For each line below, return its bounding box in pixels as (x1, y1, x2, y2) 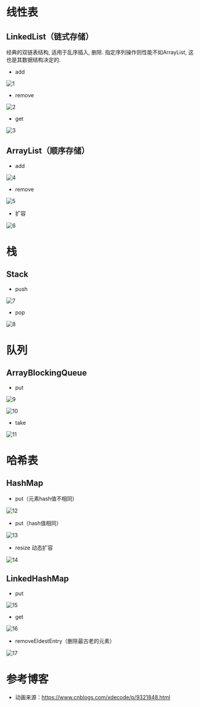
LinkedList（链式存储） (6, 31, 94, 42)
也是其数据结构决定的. (6, 56, 61, 63)
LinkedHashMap (6, 573, 69, 584)
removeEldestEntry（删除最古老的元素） (14, 637, 116, 644)
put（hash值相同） (14, 519, 62, 526)
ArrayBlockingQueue (6, 368, 87, 378)
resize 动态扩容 (14, 544, 53, 551)
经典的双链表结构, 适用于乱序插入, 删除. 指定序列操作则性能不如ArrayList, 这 (6, 49, 194, 56)
